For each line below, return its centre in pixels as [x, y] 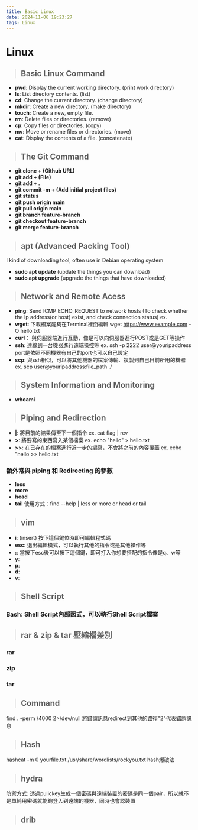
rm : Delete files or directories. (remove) [63, 119]
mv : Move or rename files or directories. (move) [73, 132]
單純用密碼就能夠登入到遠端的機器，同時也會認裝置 [73, 801]
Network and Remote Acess [73, 296]
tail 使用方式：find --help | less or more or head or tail [80, 504]
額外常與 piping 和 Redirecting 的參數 [59, 471]
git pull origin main [38, 209]
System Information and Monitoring [87, 385]
